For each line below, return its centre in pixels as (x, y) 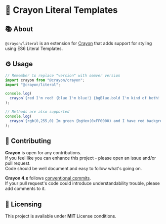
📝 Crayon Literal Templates (62, 10)
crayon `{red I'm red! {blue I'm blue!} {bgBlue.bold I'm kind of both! (85, 98)
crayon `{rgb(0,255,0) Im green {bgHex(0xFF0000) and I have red (77, 121)
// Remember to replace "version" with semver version (63, 75)
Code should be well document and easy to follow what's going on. (74, 169)
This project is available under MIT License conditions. (61, 216)
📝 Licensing (23, 204)
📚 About (19, 29)
